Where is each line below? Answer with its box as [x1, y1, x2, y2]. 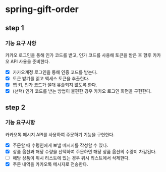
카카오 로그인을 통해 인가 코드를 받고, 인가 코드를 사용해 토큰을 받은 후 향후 [5, 52, 152, 58]
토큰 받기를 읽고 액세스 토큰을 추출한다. [12, 75, 90, 81]
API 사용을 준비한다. [10, 58, 50, 64]
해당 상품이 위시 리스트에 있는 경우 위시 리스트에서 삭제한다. [12, 155, 130, 161]
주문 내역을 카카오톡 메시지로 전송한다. [12, 161, 88, 167]
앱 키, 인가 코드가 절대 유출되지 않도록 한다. [12, 82, 97, 88]
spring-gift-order [5, 4, 79, 15]
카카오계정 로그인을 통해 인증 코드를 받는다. [12, 69, 98, 75]
